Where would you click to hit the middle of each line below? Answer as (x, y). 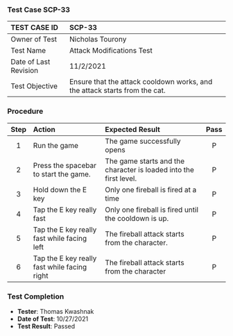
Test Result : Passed (46, 326)
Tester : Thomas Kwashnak (55, 311)
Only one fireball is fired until (152, 210)
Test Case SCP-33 (39, 10)
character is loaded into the (149, 169)
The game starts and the (145, 161)
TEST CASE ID (35, 28)
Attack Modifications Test (111, 51)
